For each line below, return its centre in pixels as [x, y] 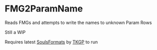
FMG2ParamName [44, 9]
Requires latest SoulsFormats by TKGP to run [51, 42]
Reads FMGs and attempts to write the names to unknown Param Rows [78, 22]
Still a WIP [15, 32]
